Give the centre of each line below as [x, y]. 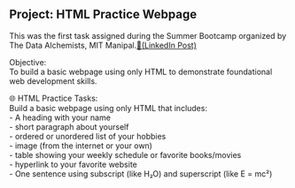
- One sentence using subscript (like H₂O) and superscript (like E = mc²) [141, 173]
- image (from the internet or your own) [81, 146]
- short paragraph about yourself [69, 126]
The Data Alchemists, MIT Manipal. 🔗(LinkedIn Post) [103, 45]
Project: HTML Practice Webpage [103, 15]
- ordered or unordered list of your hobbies [88, 136]
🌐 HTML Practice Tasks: [54, 98]
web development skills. [53, 81]
